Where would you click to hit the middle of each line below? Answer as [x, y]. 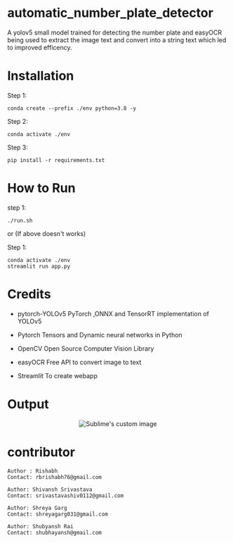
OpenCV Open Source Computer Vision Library [86, 348]
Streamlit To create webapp [58, 375]
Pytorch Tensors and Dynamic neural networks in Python [100, 335]
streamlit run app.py [39, 266]
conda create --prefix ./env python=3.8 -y [72, 108]
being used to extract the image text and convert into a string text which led [117, 39]
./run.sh [20, 220]
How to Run [41, 188]
